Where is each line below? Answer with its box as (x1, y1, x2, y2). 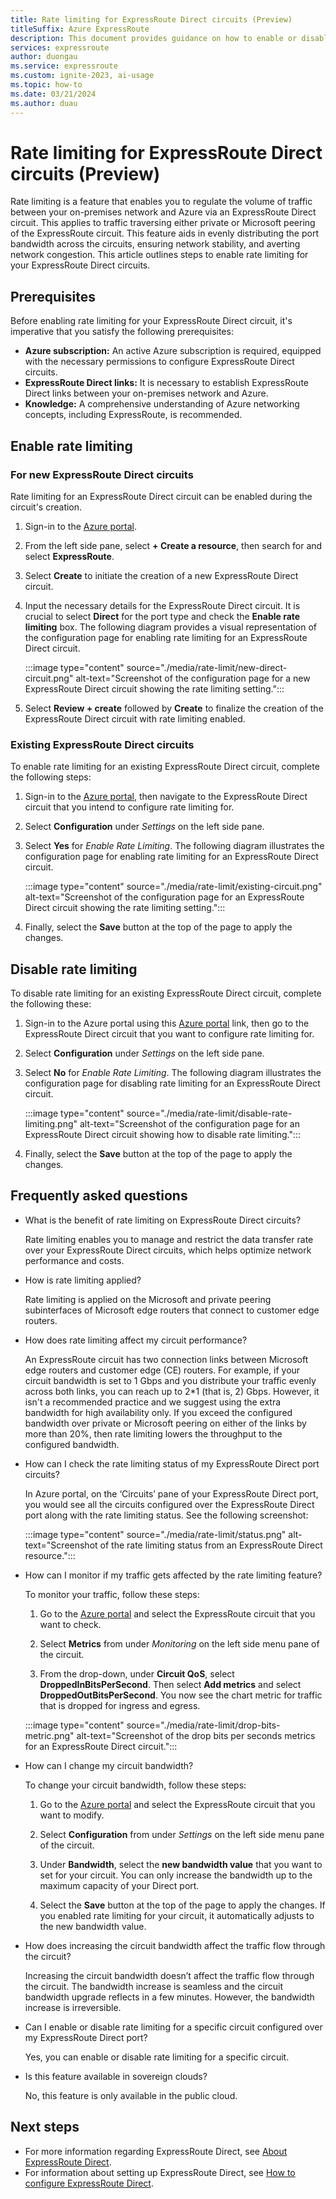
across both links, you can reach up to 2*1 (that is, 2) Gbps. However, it (24, 1385, 320, 1397)
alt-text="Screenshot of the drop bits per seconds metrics (76, 1729, 316, 1741)
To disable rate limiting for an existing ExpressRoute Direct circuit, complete (10, 987, 322, 1000)
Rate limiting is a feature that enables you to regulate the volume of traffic (10, 196, 313, 208)
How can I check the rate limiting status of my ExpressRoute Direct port (24, 1457, 320, 1470)
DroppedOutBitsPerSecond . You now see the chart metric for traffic (39, 1689, 323, 1701)
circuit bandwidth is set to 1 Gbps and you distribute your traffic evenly (24, 1374, 317, 1386)
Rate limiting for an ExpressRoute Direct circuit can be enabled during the (10, 490, 313, 502)
